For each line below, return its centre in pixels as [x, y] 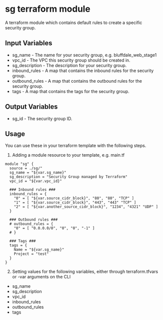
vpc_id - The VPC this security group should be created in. [71, 60]
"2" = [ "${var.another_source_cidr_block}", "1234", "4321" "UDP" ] [86, 207]
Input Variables [29, 43]
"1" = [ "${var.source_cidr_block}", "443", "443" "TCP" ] [75, 203]
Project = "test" [31, 254]
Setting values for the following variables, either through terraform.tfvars [85, 272]
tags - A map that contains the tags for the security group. [71, 91]
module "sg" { [20, 164]
